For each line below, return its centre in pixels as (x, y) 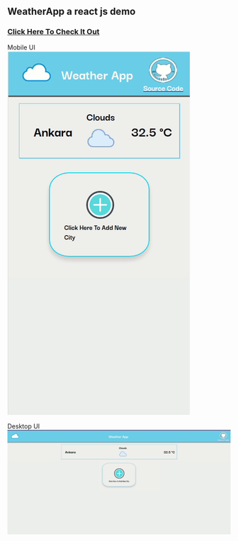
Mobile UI (21, 47)
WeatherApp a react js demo (72, 12)
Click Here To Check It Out (53, 32)
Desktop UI (24, 426)
